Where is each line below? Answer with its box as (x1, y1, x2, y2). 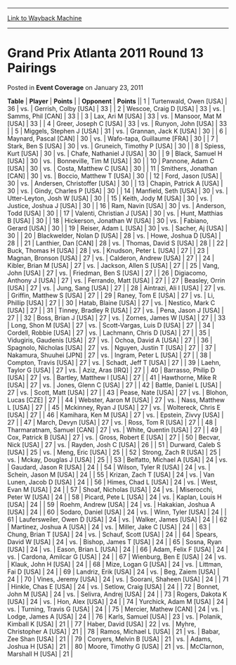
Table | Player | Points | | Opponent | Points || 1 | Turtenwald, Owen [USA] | (7, 96, 228, 105)
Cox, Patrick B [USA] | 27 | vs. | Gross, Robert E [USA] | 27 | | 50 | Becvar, (7, 433, 221, 441)
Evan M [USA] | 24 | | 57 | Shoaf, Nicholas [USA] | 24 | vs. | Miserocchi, (7, 485, 214, 493)
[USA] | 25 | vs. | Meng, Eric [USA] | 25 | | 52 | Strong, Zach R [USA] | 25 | (7, 448, 221, 456)
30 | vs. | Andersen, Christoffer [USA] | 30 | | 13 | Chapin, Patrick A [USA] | (7, 179, 223, 187)
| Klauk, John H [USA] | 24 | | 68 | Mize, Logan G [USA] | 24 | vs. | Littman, (7, 560, 223, 568)
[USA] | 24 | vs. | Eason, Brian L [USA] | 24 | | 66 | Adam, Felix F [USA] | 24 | (7, 545, 228, 553)
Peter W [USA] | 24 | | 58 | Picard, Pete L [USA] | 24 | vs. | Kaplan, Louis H (7, 493, 223, 501)
